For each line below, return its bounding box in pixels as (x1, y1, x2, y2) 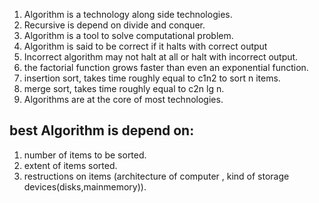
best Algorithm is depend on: (9, 122, 195, 139)
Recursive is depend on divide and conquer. (23, 19, 206, 31)
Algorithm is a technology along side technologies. (23, 9, 233, 20)
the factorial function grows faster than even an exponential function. (23, 62, 309, 73)
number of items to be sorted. (23, 149, 147, 161)
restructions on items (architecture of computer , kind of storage (23, 170, 290, 182)
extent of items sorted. (23, 159, 118, 171)
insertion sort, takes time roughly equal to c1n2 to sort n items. (23, 72, 281, 84)
